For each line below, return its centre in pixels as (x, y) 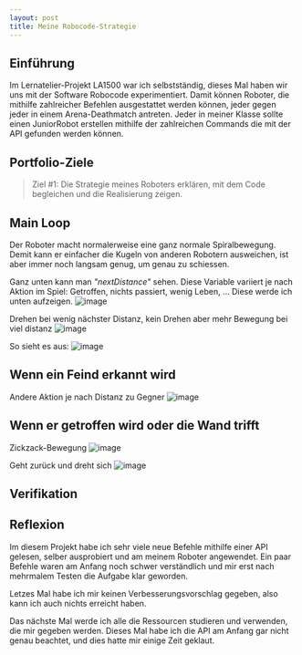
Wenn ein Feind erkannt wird (93, 375)
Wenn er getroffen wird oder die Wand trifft (135, 426)
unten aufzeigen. (41, 301)
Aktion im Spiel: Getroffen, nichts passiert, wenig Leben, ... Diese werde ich (151, 291)
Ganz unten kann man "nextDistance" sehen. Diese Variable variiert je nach (151, 281)
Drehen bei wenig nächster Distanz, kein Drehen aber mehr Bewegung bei (149, 318)
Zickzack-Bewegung (48, 447)
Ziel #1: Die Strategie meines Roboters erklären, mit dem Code (149, 184)
